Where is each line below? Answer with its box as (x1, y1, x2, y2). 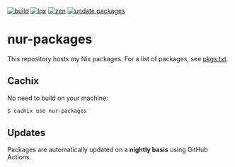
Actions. (7, 153, 32, 161)
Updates (7, 127, 46, 139)
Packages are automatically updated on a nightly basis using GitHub (7, 145, 208, 154)
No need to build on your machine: (7, 94, 108, 102)
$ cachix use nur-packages (7, 107, 87, 114)
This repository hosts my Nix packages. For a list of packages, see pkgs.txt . (7, 54, 229, 63)
